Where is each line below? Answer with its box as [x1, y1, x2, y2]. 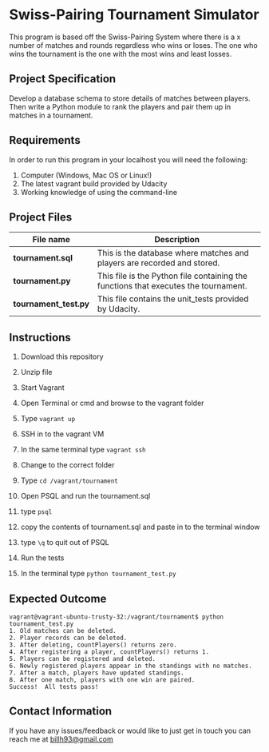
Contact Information [9, 705, 113, 718]
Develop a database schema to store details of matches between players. [9, 94, 251, 103]
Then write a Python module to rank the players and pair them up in [9, 101, 231, 111]
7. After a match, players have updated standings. [9, 669, 184, 677]
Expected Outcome [9, 591, 107, 605]
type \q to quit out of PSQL [20, 538, 110, 547]
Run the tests [20, 553, 65, 563]
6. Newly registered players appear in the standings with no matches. [9, 662, 252, 670]
